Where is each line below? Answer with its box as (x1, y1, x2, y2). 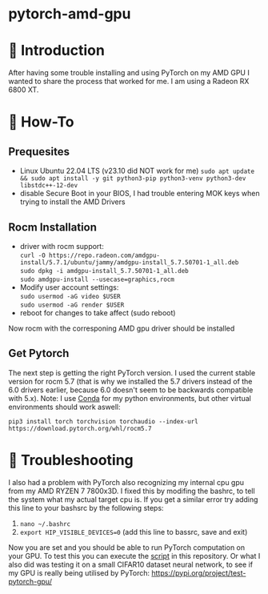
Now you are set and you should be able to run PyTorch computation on (8, 542, 246, 552)
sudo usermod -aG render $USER (19, 301, 125, 309)
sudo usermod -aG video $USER (19, 292, 122, 300)
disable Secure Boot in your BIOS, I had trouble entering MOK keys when (19, 189, 260, 199)
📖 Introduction (8, 42, 106, 60)
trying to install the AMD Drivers (19, 197, 126, 207)
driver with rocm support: (19, 241, 104, 251)
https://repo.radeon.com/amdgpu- (49, 251, 160, 259)
